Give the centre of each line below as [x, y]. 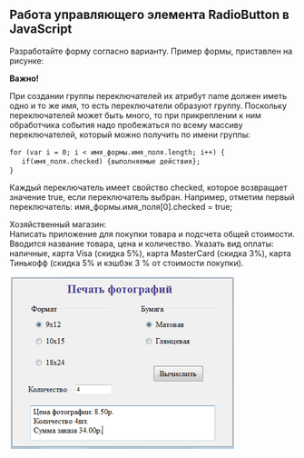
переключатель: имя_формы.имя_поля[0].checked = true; [121, 206]
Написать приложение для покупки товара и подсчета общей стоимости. [152, 234]
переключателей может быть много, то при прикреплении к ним [135, 115]
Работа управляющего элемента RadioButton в [150, 15]
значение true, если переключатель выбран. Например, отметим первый [152, 197]
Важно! [24, 78]
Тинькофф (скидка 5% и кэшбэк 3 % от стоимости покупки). [127, 263]
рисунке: [27, 60]
